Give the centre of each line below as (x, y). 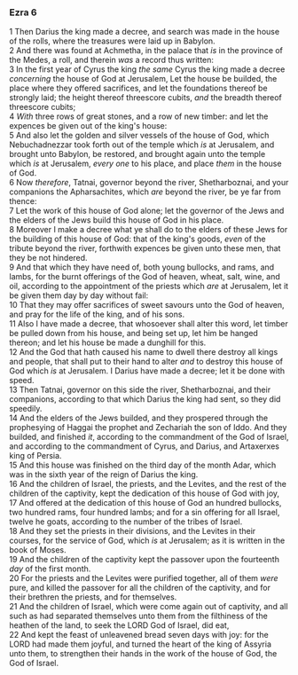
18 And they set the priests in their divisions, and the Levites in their (133, 531)
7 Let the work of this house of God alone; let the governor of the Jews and (147, 211)
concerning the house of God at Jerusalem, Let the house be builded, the (143, 79)
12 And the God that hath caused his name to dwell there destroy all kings (144, 352)
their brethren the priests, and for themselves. (93, 597)
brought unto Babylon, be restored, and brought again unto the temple (137, 154)
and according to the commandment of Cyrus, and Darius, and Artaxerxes (144, 446)
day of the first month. (50, 569)
